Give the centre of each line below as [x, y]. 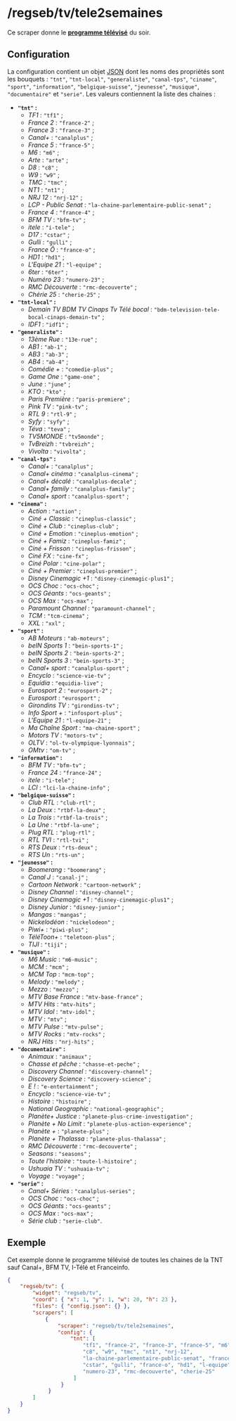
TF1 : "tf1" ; [45, 115]
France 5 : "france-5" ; [61, 145]
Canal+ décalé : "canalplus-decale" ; [82, 481]
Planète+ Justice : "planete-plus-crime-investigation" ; [110, 1116]
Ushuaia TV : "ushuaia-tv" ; [68, 1168]
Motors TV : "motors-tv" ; [65, 735]
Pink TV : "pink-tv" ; [58, 406]
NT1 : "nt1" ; [46, 189]
